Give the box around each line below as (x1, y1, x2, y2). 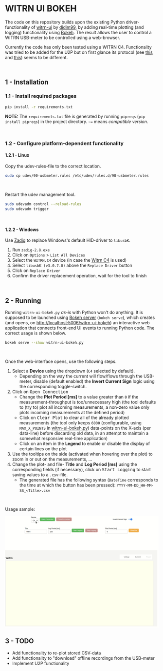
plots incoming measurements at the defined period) (19, 410, 125, 416)
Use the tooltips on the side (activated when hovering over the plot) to (12, 451, 153, 457)
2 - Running (5, 296, 41, 305)
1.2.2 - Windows (5, 227, 39, 232)
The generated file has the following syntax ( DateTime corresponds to (19, 477, 159, 483)
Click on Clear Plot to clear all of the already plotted (19, 415, 129, 420)
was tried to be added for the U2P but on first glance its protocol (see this (5, 49, 153, 55)
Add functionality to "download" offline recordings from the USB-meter (12, 655, 155, 661)
